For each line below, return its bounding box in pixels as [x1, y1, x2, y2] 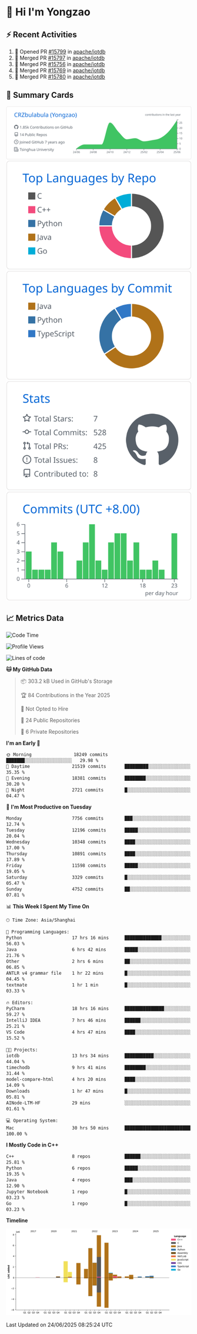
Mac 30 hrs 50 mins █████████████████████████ [6, 1125, 191, 1131]
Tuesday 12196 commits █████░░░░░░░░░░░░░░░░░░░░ [6, 827, 191, 833]
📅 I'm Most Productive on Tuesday [6, 803, 92, 810]
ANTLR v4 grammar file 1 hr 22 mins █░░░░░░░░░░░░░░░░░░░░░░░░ [6, 970, 191, 977]
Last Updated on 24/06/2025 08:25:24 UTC [6, 1321, 113, 1329]
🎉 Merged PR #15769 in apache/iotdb [14, 67, 105, 74]
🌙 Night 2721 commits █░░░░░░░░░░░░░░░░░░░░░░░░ [6, 787, 191, 793]
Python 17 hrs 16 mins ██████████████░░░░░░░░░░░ [6, 935, 191, 941]
